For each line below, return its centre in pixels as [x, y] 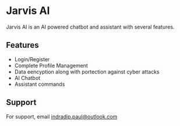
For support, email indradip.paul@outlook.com [62, 116]
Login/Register [32, 59]
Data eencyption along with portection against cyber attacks [87, 72]
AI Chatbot [27, 78]
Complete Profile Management [51, 65]
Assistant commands [40, 84]
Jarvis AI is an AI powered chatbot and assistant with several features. [90, 27]
